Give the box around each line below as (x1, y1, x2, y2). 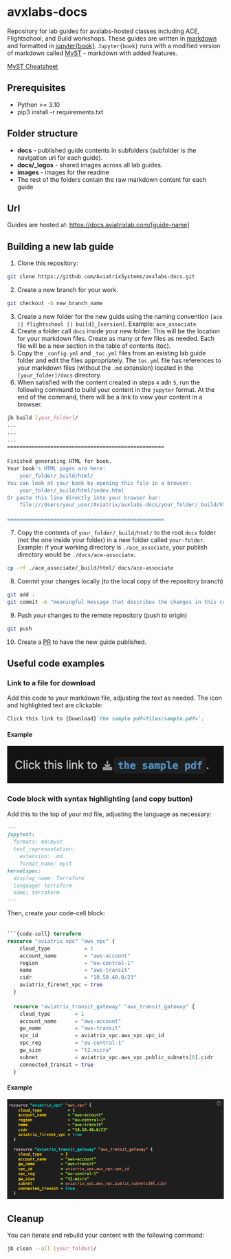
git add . (7, 591, 36, 598)
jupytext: (7, 831, 36, 838)
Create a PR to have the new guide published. (16, 638, 146, 646)
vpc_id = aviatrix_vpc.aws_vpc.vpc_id (19, 1032, 165, 1039)
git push (7, 625, 32, 632)
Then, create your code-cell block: (7, 909, 105, 917)
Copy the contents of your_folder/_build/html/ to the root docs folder (16, 528, 217, 537)
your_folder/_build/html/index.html (19, 487, 125, 494)
